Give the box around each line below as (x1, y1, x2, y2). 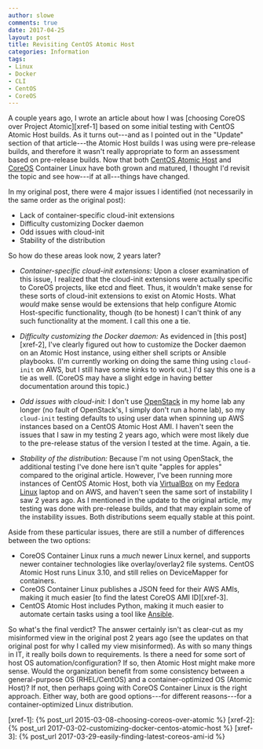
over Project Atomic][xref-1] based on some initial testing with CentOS (8, 122, 236, 131)
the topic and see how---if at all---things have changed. (8, 172, 190, 182)
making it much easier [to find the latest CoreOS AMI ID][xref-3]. (19, 593, 228, 602)
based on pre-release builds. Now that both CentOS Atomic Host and (8, 155, 232, 165)
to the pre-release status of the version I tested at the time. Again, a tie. (19, 439, 251, 448)
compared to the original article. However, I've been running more (19, 471, 233, 480)
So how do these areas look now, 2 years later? (8, 251, 161, 260)
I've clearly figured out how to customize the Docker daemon (48, 340, 247, 350)
